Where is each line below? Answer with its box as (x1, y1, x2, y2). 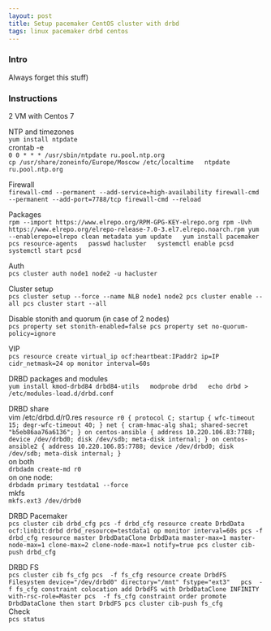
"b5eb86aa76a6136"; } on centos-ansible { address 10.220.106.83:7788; (8, 428, 256, 436)
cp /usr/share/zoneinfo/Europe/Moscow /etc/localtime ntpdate (8, 158, 230, 167)
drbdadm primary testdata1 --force (8, 481, 129, 489)
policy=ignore (8, 329, 57, 337)
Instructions (8, 93, 58, 104)
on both (8, 456, 35, 466)
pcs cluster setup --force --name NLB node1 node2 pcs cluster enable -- (8, 292, 264, 301)
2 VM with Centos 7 (8, 111, 75, 120)
